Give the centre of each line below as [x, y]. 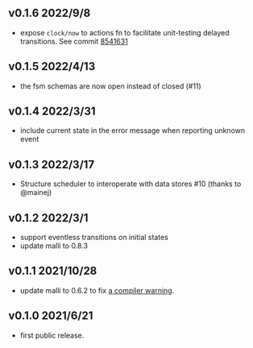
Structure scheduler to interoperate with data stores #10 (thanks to [131, 184]
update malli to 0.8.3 [54, 246]
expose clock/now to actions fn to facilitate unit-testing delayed [124, 32]
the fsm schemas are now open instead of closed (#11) [110, 86]
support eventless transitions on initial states [94, 238]
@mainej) [36, 193]
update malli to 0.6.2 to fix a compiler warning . [97, 290]
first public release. [52, 335]
